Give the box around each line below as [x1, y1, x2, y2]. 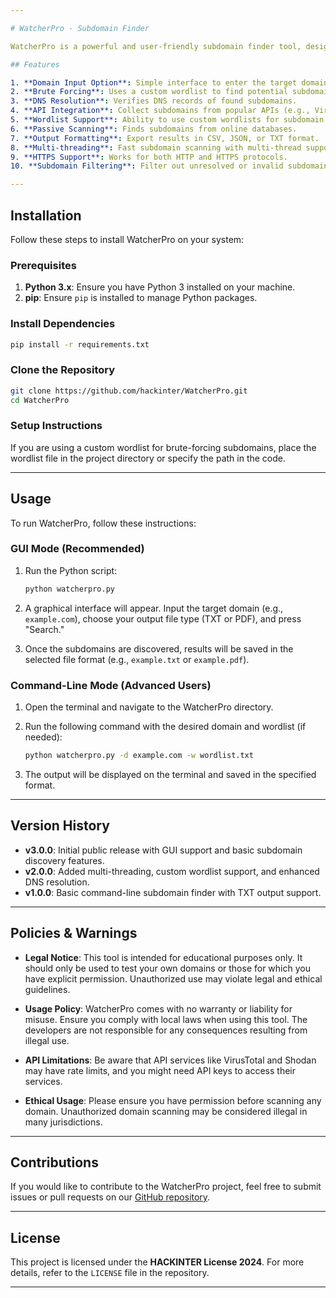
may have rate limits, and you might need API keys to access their [24, 1064, 296, 1076]
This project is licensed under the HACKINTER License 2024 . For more [10, 1256, 305, 1268]
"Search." [24, 623, 65, 635]
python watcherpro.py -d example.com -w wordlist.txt [24, 751, 254, 761]
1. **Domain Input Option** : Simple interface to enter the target [10, 77, 298, 88]
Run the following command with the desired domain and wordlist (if [24, 721, 307, 733]
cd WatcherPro [10, 395, 70, 405]
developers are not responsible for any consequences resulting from [24, 1024, 308, 1036]
